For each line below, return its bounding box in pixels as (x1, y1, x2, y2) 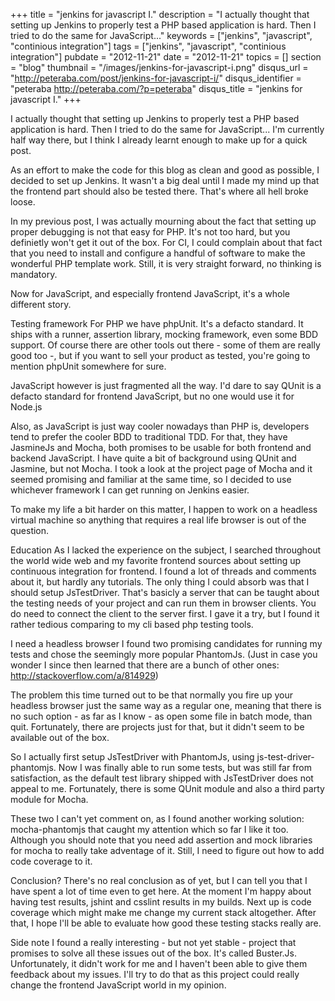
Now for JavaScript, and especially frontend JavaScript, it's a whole (10, 288, 290, 299)
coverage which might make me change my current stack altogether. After (10, 907, 317, 918)
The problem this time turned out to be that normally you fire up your (10, 689, 293, 701)
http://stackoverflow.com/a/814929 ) (10, 670, 159, 681)
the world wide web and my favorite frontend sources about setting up (10, 555, 302, 566)
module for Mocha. (10, 794, 89, 805)
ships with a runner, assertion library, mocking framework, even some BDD (10, 329, 319, 340)
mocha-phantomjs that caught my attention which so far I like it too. (10, 824, 289, 835)
